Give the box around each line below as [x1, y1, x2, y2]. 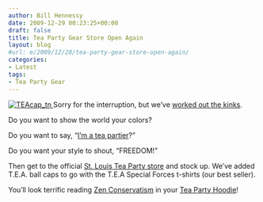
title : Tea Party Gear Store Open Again [8, 33, 144, 42]
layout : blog [8, 41, 51, 49]
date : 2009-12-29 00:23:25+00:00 [8, 19, 119, 27]
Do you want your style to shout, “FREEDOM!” [8, 146, 158, 155]
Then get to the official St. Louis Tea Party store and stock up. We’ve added [8, 161, 255, 170]
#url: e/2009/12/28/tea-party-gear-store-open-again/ [8, 48, 190, 56]
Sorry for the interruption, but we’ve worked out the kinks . [52, 100, 243, 109]
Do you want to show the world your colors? [8, 115, 153, 124]
